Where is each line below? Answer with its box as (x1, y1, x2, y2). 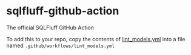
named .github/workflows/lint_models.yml (6, 42, 115, 49)
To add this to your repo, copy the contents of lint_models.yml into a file (6, 35, 186, 42)
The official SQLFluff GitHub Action (6, 24, 94, 31)
